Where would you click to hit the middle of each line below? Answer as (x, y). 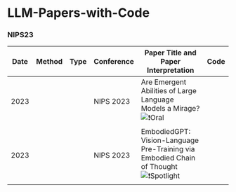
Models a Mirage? (170, 109)
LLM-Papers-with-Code (78, 13)
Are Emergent (164, 82)
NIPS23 (20, 35)
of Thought (159, 167)
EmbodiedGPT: (166, 132)
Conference (114, 62)
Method (50, 62)
